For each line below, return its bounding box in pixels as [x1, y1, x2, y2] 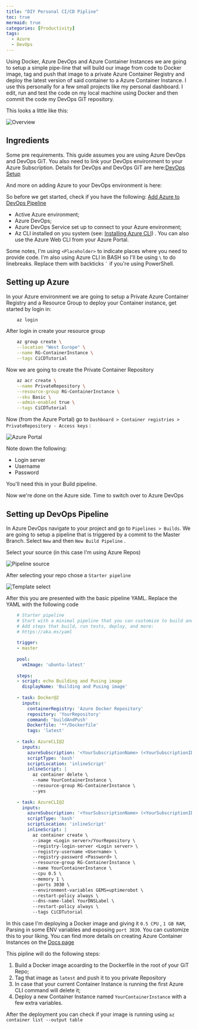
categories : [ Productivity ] [6, 25, 75, 31]
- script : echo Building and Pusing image [16, 678, 123, 684]
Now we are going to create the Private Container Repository [6, 366, 154, 373]
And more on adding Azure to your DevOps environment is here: [6, 182, 162, 189]
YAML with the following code [6, 601, 79, 608]
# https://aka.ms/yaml [16, 629, 72, 635]
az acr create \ [16, 377, 57, 383]
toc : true [6, 14, 31, 20]
